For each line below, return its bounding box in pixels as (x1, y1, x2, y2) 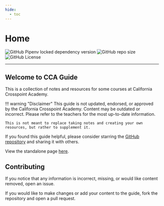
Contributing (5, 162, 45, 171)
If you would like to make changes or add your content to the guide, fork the (5, 190, 158, 196)
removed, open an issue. (5, 181, 55, 187)
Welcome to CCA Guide (5, 73, 78, 81)
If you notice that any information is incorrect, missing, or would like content (5, 176, 158, 181)
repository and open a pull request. (5, 196, 76, 202)
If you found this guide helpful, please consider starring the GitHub (5, 133, 140, 140)
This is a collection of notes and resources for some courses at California (5, 86, 152, 92)
